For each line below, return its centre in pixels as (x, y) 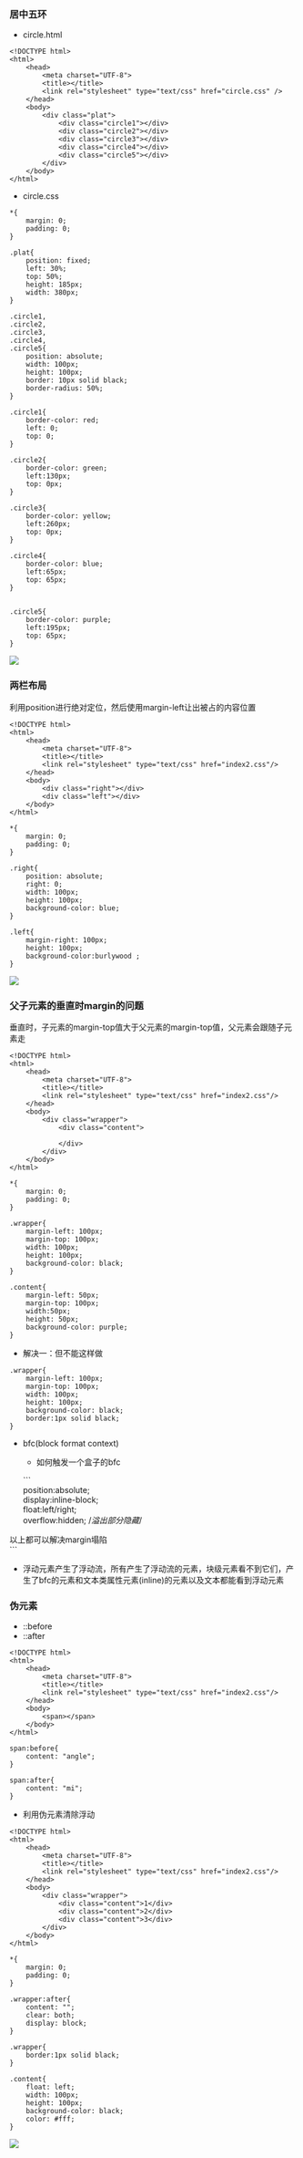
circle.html (42, 35)
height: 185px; (55, 285)
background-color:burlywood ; (83, 956)
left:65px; (46, 572)
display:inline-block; (61, 1499)
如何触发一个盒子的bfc (78, 1462)
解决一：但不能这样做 (62, 1353)
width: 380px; (52, 293)
